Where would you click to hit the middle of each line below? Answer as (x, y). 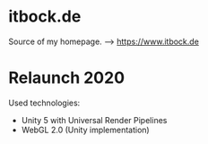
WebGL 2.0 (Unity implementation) (85, 130)
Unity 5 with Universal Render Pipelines (94, 120)
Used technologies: (44, 103)
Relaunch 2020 (67, 78)
